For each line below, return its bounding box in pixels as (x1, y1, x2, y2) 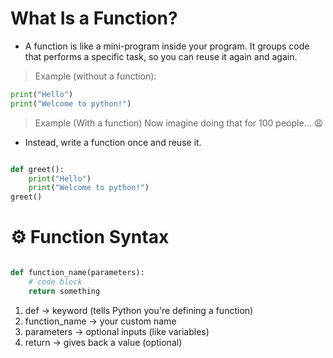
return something (28, 286, 101, 296)
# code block (28, 277, 83, 287)
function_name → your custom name (24, 315, 177, 327)
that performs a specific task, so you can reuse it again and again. (24, 50, 298, 62)
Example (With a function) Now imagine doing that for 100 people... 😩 (34, 117, 324, 129)
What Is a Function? (10, 7, 178, 30)
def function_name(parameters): (10, 268, 145, 278)
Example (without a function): (34, 70, 157, 82)
